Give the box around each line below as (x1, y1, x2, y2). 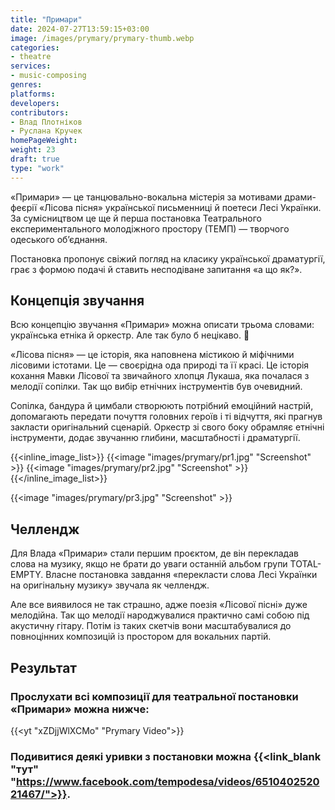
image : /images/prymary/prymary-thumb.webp (10, 33, 195, 43)
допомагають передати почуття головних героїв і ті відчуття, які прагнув (10, 411, 323, 423)
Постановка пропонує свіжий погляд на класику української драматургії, (10, 252, 326, 265)
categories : (10, 42, 60, 53)
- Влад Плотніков (10, 117, 83, 127)
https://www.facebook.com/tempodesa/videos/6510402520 (16, 774, 320, 788)
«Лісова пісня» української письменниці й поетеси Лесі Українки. (38, 201, 322, 213)
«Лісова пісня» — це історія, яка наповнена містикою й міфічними (10, 349, 295, 361)
